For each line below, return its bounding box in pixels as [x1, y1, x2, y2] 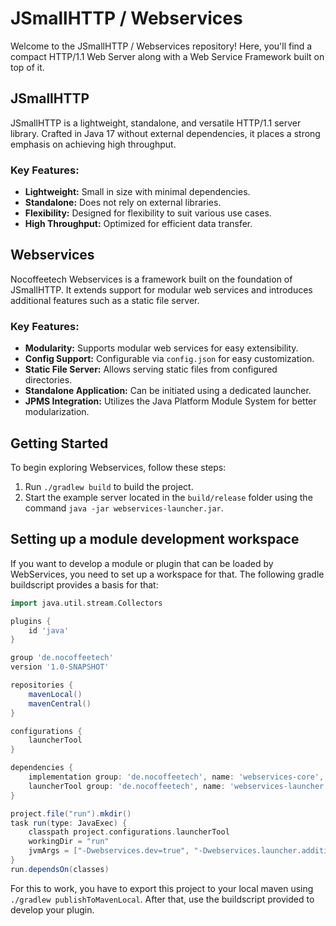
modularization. [24, 406, 90, 418]
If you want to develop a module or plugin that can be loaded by [10, 557, 274, 569]
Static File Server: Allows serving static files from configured [24, 363, 278, 376]
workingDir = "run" [28, 837, 110, 847]
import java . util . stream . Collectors [10, 598, 163, 608]
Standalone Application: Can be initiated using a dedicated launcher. [24, 385, 312, 397]
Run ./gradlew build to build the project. [24, 480, 194, 492]
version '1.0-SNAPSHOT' [10, 662, 110, 672]
